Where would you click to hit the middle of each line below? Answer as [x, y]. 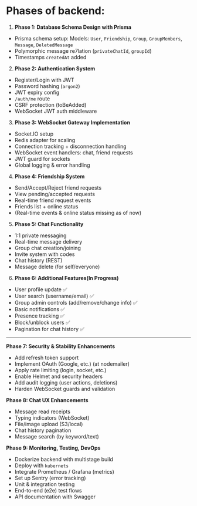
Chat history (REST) [38, 260]
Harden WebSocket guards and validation [65, 389]
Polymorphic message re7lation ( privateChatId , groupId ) [83, 50]
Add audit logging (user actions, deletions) [66, 382]
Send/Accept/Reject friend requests [58, 188]
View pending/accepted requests [55, 194]
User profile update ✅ [41, 289]
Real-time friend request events [53, 200]
